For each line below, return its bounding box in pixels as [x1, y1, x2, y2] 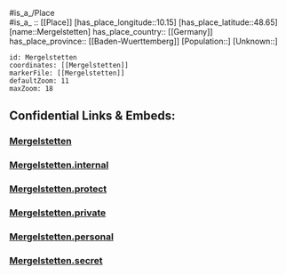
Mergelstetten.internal [9, 159, 109, 172]
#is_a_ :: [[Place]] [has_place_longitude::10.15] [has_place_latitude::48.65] [9, 17, 278, 28]
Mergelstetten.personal [9, 231, 114, 243]
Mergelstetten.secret [9, 254, 104, 266]
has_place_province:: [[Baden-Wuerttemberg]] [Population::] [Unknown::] [9, 36, 278, 46]
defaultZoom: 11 [9, 77, 69, 85]
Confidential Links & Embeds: [9, 109, 176, 124]
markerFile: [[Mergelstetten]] [9, 69, 125, 77]
